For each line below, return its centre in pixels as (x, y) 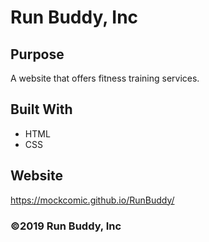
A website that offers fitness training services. (105, 78)
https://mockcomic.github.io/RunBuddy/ (92, 200)
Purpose (37, 54)
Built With (41, 109)
